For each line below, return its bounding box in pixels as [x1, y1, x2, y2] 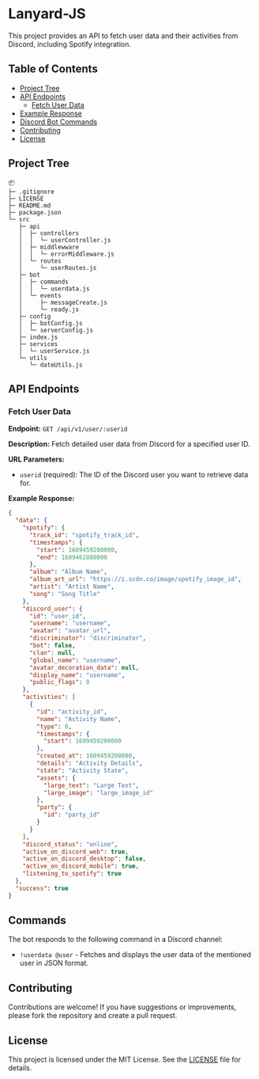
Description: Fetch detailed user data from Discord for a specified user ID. [8, 439, 250, 449]
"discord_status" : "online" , [22, 840, 118, 848]
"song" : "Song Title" [28, 590, 101, 598]
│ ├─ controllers [18, 229, 80, 237]
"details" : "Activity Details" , [36, 759, 144, 767]
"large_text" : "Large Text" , [43, 781, 140, 789]
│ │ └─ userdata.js [18, 284, 90, 293]
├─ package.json [8, 208, 62, 216]
